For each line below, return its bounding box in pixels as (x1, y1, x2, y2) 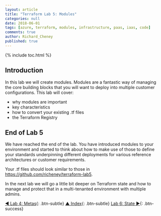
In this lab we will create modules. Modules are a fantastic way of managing (5, 79, 157, 85)
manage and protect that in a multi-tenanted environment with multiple (5, 186, 146, 192)
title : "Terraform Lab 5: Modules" (5, 12, 77, 17)
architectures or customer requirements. (5, 157, 86, 163)
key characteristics (12, 104, 50, 110)
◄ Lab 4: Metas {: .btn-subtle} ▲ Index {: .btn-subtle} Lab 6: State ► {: (5, 200, 143, 207)
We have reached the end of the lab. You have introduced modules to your (5, 142, 154, 147)
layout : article (5, 7, 38, 12)
